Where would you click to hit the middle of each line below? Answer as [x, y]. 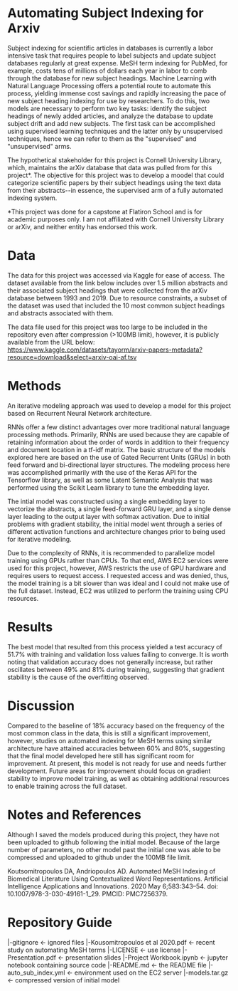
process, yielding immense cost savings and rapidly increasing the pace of [117, 93]
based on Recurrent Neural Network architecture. [80, 413]
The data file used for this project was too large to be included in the [108, 327]
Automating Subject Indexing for [106, 13]
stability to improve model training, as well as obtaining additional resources [118, 778]
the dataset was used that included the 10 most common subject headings [116, 305]
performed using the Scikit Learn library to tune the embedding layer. [108, 487]
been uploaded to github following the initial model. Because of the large [114, 842]
